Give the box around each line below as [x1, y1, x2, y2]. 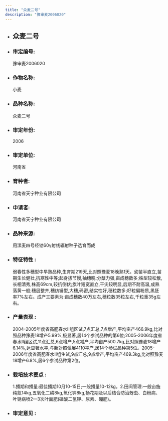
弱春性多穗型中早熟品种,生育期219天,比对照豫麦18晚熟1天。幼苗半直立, [12, 268, 157, 274]
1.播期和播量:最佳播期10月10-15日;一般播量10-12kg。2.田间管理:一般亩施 [12, 383, 161, 389]
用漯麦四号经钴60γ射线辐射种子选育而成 [12, 242, 96, 248]
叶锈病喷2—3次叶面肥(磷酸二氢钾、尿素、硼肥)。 [12, 396, 114, 402]
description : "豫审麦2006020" [5, 12, 66, 17]
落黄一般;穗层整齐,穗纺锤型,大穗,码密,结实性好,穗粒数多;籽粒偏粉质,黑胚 [12, 287, 159, 294]
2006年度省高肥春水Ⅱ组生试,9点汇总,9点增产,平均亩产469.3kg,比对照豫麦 [12, 351, 163, 357]
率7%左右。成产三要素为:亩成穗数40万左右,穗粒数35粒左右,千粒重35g [12, 294, 156, 300]
